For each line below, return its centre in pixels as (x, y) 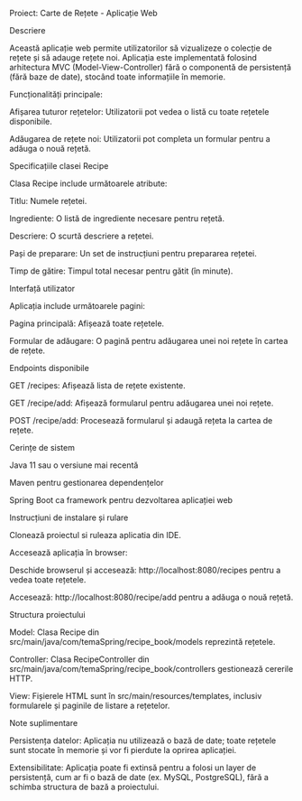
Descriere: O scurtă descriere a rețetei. (82, 236)
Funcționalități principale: (56, 94)
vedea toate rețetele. (48, 580)
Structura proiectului (47, 615)
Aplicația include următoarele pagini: (78, 306)
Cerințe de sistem (42, 447)
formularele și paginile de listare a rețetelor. (90, 705)
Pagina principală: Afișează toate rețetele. (87, 323)
